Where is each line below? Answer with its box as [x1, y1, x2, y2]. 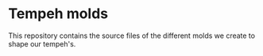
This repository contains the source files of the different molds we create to [8, 31, 256, 40]
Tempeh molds [8, 5, 109, 23]
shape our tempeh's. [8, 39, 76, 48]
